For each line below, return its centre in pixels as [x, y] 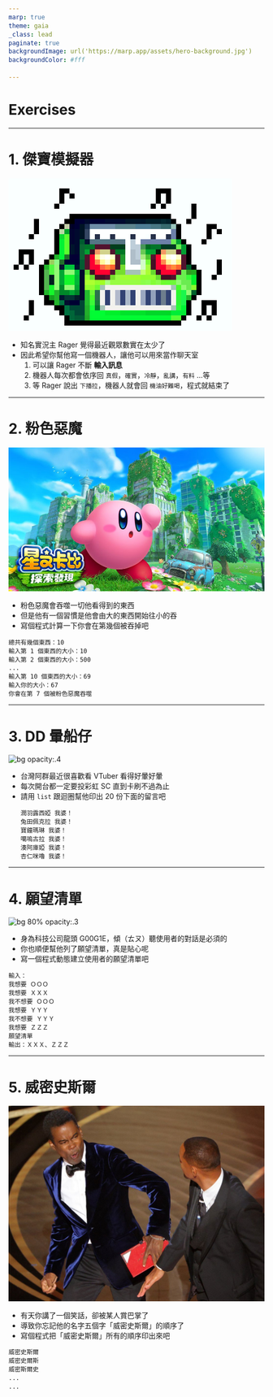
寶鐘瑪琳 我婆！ [43, 831]
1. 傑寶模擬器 [51, 159]
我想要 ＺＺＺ [28, 1028]
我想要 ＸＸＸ [28, 993]
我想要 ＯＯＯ [28, 985]
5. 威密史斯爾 [52, 1087]
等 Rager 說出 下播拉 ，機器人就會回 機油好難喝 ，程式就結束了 [131, 385]
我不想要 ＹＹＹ [32, 1019]
